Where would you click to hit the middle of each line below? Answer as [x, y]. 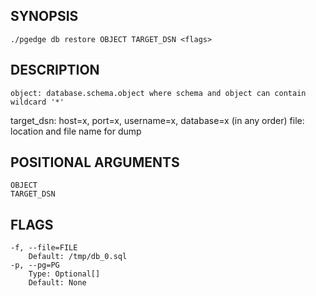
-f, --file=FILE [44, 248]
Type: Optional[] [64, 274]
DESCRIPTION [55, 70]
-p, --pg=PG [35, 265]
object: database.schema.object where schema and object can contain [158, 93]
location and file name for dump [76, 131]
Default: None [57, 283]
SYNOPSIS [44, 16]
